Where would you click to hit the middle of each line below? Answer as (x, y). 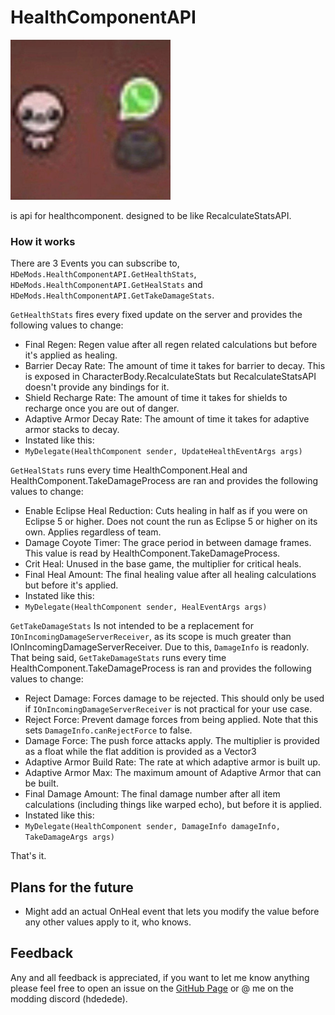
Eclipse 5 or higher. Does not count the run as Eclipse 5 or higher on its (171, 522)
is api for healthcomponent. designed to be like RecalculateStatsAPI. (151, 215)
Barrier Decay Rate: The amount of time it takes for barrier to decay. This (175, 366)
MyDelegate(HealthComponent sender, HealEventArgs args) (146, 607)
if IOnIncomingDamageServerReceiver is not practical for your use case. (168, 709)
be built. (41, 783)
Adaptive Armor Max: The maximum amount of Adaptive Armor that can (173, 773)
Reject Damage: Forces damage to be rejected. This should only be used (174, 698)
